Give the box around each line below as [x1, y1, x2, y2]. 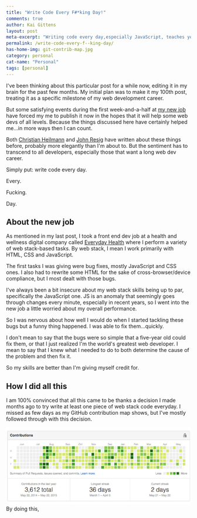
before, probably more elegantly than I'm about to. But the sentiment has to [6, 142, 188, 149]
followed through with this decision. [6, 415, 93, 422]
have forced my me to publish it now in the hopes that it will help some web [6, 112, 188, 119]
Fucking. [6, 188, 28, 196]
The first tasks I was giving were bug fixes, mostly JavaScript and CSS [6, 263, 177, 270]
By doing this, [6, 505, 39, 512]
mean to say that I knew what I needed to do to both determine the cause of [6, 347, 189, 354]
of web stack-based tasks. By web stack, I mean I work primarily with [6, 245, 174, 252]
